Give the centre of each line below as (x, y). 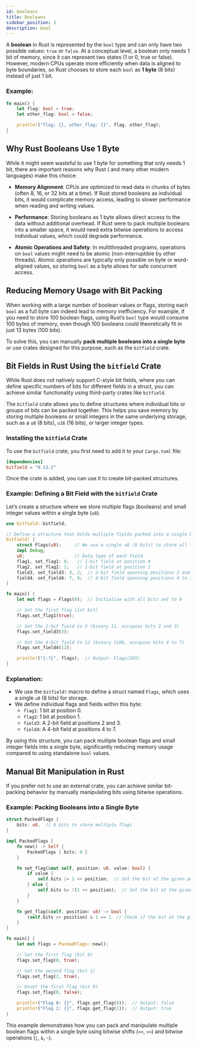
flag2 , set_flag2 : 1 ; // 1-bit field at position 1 (84, 567)
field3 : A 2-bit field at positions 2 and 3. (72, 723)
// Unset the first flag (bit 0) (57, 987)
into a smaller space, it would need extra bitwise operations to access (99, 230)
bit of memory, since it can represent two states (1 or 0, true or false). (90, 57)
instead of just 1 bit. (30, 76)
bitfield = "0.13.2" (31, 467)
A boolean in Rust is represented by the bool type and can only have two (94, 45)
